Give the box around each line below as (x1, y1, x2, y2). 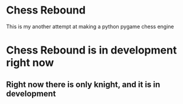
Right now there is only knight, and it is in (6, 79, 161, 89)
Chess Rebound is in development (6, 43, 177, 57)
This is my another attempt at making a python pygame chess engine (6, 23, 174, 30)
